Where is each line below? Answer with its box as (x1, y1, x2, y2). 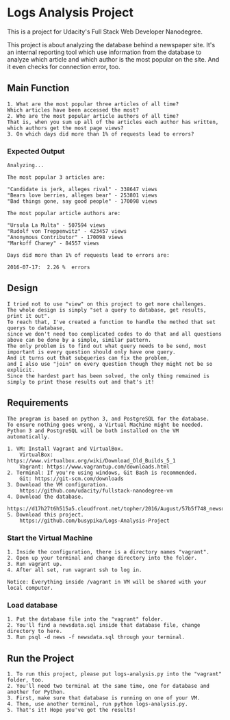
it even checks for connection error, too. (7, 62, 120, 71)
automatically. (7, 433, 51, 440)
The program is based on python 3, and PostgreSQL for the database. (7, 415, 210, 422)
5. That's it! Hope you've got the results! (7, 707, 136, 714)
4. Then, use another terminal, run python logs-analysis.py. (7, 701, 188, 708)
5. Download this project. (7, 511, 84, 518)
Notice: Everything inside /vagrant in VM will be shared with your (7, 578, 207, 585)
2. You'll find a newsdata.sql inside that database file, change (7, 622, 201, 629)
